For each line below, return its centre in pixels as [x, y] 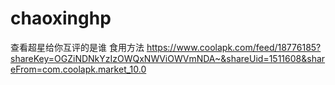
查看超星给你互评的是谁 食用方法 [77, 47]
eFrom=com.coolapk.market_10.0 [78, 69]
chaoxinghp [61, 18]
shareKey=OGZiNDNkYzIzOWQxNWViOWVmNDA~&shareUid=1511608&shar [168, 58]
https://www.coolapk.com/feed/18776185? [234, 47]
